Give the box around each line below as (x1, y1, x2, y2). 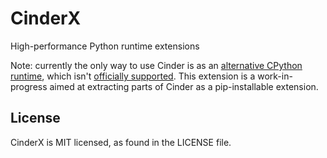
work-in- (257, 70, 293, 82)
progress (10, 80, 48, 92)
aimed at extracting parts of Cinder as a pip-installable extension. (49, 80, 319, 92)
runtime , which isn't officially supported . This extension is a (10, 70, 256, 82)
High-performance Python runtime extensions (10, 40, 200, 52)
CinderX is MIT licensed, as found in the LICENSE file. (10, 136, 232, 148)
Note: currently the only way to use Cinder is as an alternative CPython (10, 59, 303, 71)
